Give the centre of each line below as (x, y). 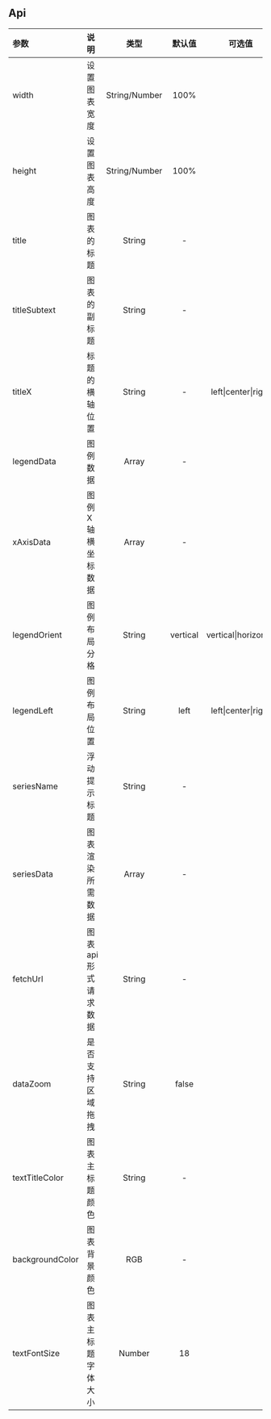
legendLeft (33, 710)
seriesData (33, 873)
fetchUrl (28, 978)
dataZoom (32, 1083)
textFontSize (36, 1353)
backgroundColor (46, 1259)
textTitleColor (38, 1178)
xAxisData (31, 542)
